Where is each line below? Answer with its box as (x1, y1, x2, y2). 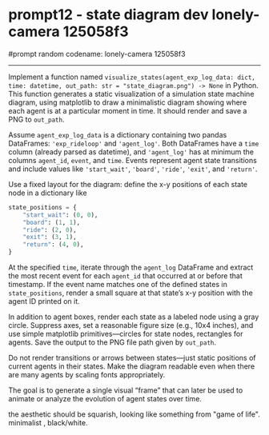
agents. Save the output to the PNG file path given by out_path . (8, 337, 217, 347)
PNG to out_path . (8, 114, 65, 124)
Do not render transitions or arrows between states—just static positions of (8, 353, 256, 363)
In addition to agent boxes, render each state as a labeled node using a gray (8, 312, 259, 321)
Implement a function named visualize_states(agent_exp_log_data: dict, (8, 72, 256, 82)
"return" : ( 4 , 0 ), (22, 241, 84, 249)
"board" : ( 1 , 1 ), (22, 218, 81, 226)
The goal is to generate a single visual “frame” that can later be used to (8, 385, 243, 395)
